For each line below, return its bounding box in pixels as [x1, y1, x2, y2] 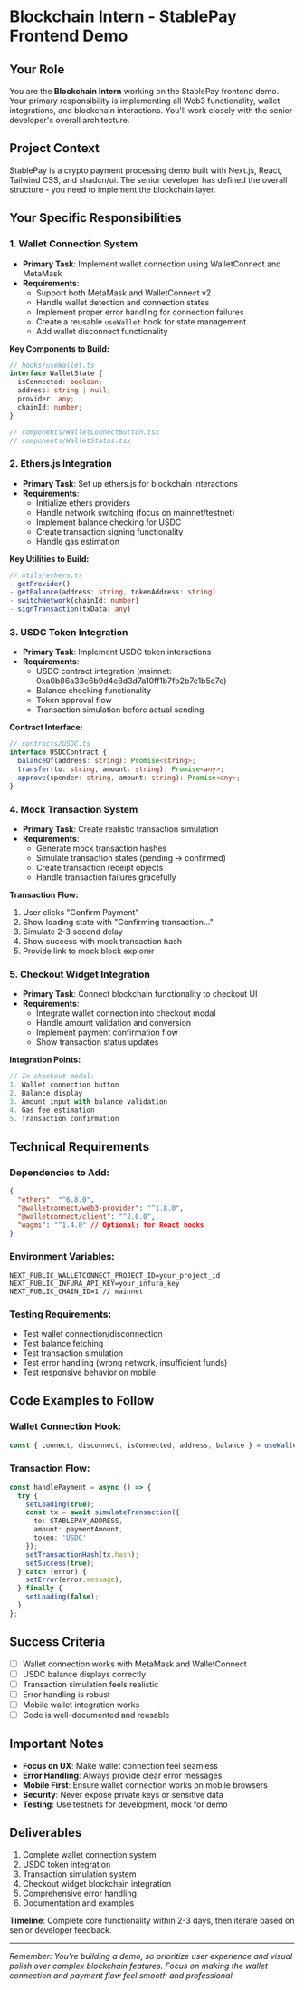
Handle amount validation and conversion [35, 1018, 192, 1029]
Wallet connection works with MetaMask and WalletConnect [22, 1658, 247, 1669]
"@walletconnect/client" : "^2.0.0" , [17, 1212, 156, 1221]
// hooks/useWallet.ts [9, 361, 95, 370]
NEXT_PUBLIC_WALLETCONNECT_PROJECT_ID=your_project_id [9, 1270, 221, 1280]
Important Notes [9, 1736, 104, 1752]
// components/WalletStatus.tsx [9, 436, 131, 445]
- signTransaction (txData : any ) [9, 604, 131, 613]
